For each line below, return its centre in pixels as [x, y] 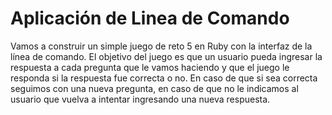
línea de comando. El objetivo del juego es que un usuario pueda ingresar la [166, 56]
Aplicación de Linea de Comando [150, 18]
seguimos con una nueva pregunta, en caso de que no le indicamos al [154, 88]
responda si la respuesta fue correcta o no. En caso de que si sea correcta [164, 78]
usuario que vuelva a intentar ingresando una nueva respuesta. [140, 99]
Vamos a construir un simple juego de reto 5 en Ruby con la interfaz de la [161, 46]
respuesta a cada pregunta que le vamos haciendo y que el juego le [150, 67]
